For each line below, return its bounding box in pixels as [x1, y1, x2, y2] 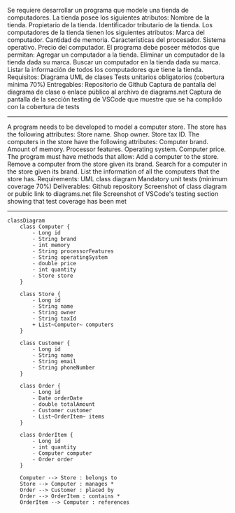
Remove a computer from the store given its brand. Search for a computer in [7, 160, 227, 168]
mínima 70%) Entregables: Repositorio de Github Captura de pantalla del [7, 80, 217, 88]
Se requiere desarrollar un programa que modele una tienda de [7, 6, 189, 14]
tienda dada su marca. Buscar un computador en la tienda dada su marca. [7, 58, 220, 66]
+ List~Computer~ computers [32, 321, 114, 328]
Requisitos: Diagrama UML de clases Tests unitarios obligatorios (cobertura [7, 73, 225, 81]
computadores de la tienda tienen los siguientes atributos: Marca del [7, 28, 205, 36]
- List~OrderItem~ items [32, 413, 105, 420]
